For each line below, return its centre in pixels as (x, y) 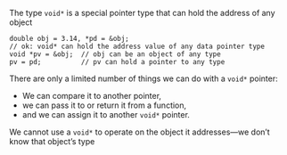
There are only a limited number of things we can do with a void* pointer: (143, 78)
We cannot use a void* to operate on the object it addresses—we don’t (139, 132)
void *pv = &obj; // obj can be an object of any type (115, 54)
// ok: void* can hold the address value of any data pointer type (137, 46)
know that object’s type (52, 141)
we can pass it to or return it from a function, (104, 105)
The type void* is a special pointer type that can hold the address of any (142, 13)
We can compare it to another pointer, (92, 96)
